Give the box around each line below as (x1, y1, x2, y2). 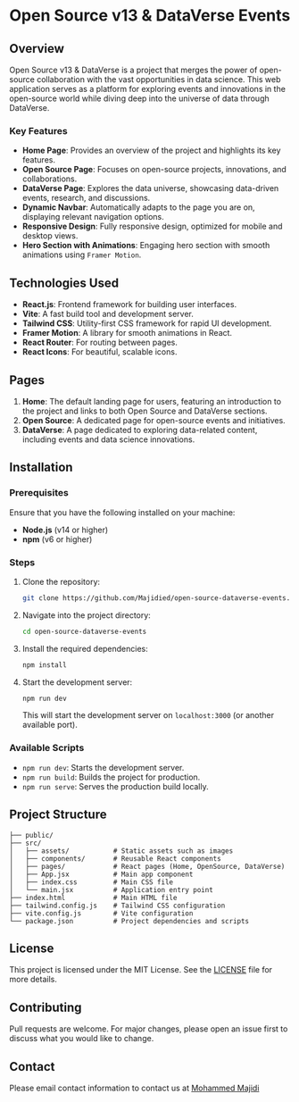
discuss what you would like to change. (9, 1033, 154, 1044)
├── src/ (9, 839, 42, 847)
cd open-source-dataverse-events (21, 627, 147, 636)
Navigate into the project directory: (21, 609, 152, 621)
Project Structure (9, 807, 107, 822)
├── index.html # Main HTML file (9, 893, 178, 902)
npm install (21, 660, 67, 670)
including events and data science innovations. (21, 434, 195, 445)
